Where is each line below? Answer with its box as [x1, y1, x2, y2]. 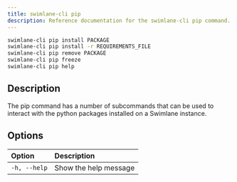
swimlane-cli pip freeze [7, 56, 81, 64]
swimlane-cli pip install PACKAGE [7, 36, 110, 43]
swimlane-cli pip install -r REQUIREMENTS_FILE [7, 43, 152, 50]
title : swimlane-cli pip [7, 10, 81, 18]
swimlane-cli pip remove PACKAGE [7, 50, 107, 57]
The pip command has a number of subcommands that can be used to [7, 101, 214, 110]
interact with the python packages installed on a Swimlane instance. [7, 109, 207, 117]
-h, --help [11, 164, 48, 171]
